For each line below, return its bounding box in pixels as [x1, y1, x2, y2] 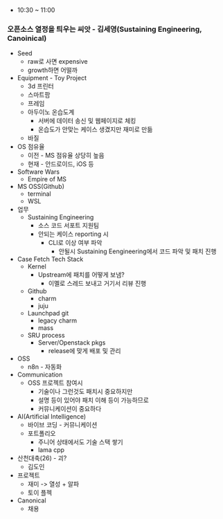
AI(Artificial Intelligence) [17, 412, 87, 421]
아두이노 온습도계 [27, 108, 75, 116]
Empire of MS [27, 175, 67, 183]
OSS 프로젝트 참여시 [27, 379, 83, 387]
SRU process [27, 331, 65, 340]
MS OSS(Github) [17, 183, 64, 191]
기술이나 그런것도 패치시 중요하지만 [37, 388, 133, 396]
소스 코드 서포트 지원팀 [37, 221, 100, 230]
